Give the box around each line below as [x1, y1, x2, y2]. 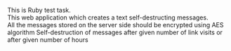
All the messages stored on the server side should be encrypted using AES [7, 21, 224, 29]
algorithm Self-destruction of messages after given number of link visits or [7, 28, 223, 36]
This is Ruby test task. [7, 6, 72, 14]
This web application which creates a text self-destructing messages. [7, 13, 209, 22]
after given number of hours [7, 36, 89, 44]
